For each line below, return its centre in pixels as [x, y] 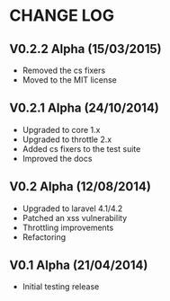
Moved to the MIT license [69, 80]
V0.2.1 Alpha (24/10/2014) [85, 108]
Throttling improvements [68, 227]
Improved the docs [57, 158]
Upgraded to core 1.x [61, 129]
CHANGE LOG [62, 16]
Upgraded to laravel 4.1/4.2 [72, 208]
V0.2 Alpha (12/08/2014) [80, 186]
